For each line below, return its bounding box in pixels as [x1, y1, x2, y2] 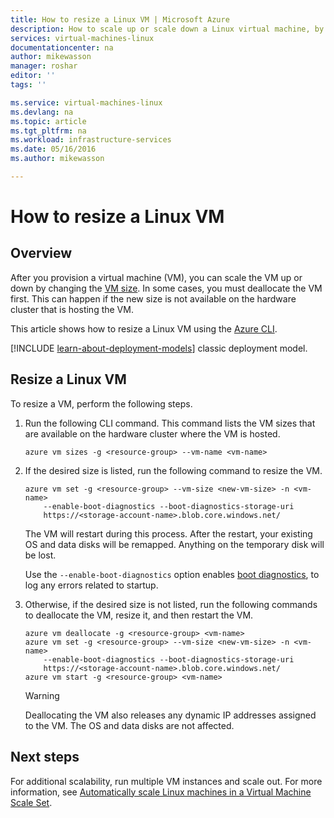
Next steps [10, 749, 80, 766]
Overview [10, 245, 73, 262]
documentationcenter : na [10, 42, 114, 53]
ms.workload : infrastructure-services [10, 135, 172, 145]
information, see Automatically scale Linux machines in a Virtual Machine [10, 786, 312, 798]
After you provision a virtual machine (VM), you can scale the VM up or [10, 271, 303, 283]
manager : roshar [10, 61, 78, 71]
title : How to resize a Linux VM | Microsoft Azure [10, 14, 230, 25]
